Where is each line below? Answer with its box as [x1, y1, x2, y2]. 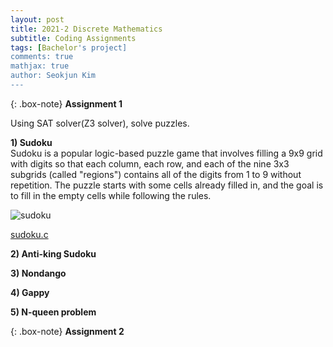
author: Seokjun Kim [10, 71, 97, 81]
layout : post [10, 14, 65, 25]
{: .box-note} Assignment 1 [10, 97, 123, 110]
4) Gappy [10, 286, 50, 298]
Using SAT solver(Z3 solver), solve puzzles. [10, 117, 190, 129]
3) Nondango [10, 267, 67, 279]
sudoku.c [10, 228, 49, 240]
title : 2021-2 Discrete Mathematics [10, 24, 163, 34]
